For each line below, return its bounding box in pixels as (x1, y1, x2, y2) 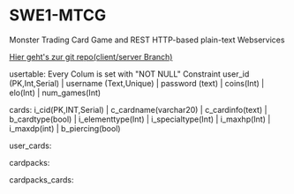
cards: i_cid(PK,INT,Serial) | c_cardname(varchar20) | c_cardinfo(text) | (9, 104, 268, 115)
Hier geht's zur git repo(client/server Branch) (9, 51, 173, 62)
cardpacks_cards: (9, 174, 74, 185)
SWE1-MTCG (9, 5, 107, 26)
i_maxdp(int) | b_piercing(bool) (9, 123, 121, 133)
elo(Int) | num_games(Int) (9, 87, 102, 98)
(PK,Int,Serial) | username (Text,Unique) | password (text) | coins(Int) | (9, 78, 265, 88)
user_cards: (9, 140, 52, 151)
